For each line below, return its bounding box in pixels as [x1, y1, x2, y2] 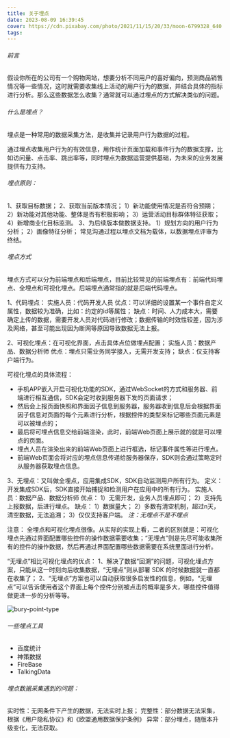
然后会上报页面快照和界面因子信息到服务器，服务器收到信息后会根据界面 [16, 402, 221, 410]
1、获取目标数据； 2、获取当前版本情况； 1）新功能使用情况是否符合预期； [7, 201, 217, 210]
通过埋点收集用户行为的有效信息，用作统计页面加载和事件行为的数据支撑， [7, 145, 217, 153]
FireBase [16, 661, 42, 669]
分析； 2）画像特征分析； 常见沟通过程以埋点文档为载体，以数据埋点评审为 [7, 227, 218, 235]
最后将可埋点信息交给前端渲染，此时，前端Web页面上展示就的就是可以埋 [16, 428, 222, 436]
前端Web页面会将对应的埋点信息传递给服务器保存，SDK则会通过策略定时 [16, 454, 222, 462]
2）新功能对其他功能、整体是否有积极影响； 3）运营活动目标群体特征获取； [7, 210, 220, 218]
